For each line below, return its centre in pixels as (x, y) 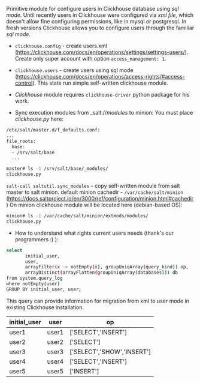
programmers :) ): (37, 239)
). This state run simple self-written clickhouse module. (100, 83)
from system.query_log (34, 279)
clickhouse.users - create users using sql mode (74, 70)
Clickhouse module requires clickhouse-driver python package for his (102, 95)
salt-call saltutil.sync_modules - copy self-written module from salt (93, 186)
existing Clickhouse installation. (45, 307)
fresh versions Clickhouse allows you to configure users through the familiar (100, 28)
